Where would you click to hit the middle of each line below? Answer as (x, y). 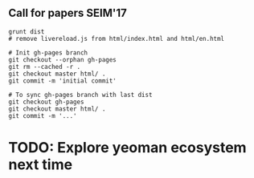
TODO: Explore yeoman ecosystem (127, 148)
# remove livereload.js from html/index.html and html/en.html (117, 38)
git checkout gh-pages (46, 102)
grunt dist (27, 31)
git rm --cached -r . (45, 67)
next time (41, 164)
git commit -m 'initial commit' (62, 81)
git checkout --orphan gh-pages (62, 59)
